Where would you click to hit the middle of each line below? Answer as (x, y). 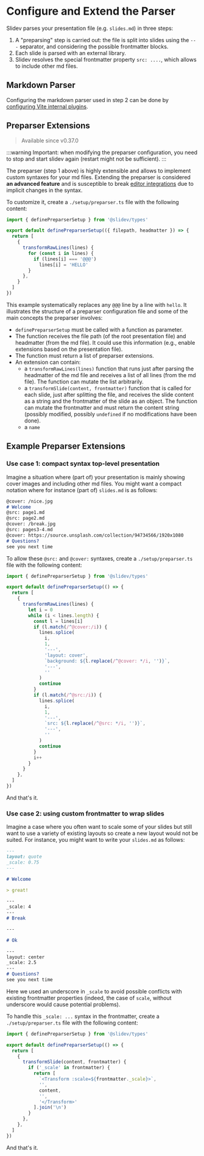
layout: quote (24, 857)
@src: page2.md (26, 518)
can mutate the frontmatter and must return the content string (102, 407)
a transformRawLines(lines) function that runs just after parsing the (109, 369)
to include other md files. (46, 66)
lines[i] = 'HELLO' (63, 265)
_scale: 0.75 (23, 862)
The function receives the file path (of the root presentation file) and (100, 336)
